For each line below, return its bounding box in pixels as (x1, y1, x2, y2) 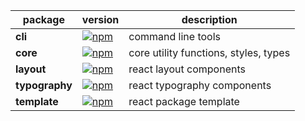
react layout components (128, 62, 246, 76)
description (181, 13, 238, 26)
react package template (128, 95, 240, 108)
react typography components (128, 79, 272, 92)
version (81, 13, 120, 26)
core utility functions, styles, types (128, 46, 291, 59)
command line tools (128, 30, 221, 43)
